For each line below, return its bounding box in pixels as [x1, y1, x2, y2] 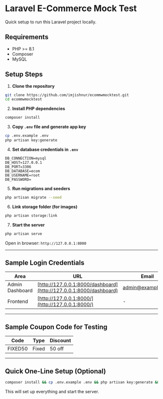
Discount [49, 337, 71, 344]
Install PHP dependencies [12, 106, 65, 112]
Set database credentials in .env [12, 146, 79, 152]
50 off [49, 345, 64, 352]
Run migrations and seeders [12, 185, 70, 192]
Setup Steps [5, 70, 43, 79]
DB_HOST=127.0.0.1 [5, 160, 42, 165]
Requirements [5, 33, 49, 41]
